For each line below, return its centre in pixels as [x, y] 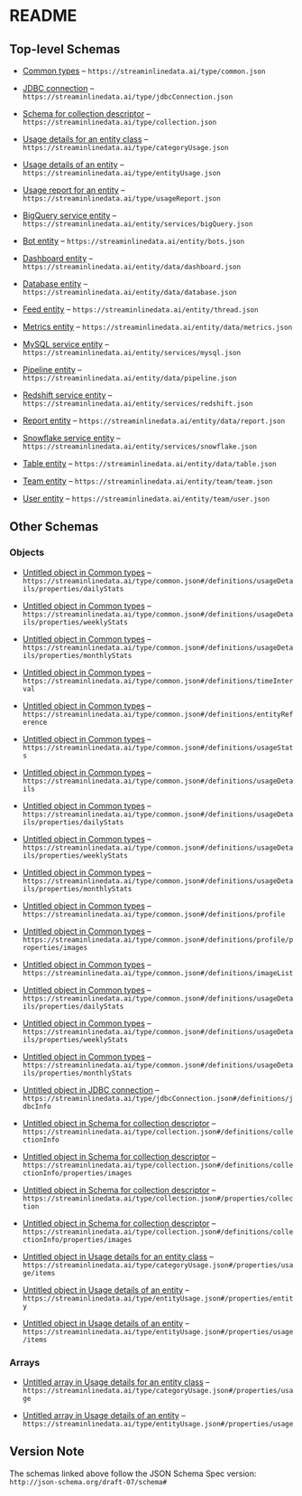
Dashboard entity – [58, 258]
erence [35, 722]
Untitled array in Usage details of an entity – [104, 1415]
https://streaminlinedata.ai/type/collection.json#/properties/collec [158, 1199]
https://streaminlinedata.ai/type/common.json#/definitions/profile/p [158, 940]
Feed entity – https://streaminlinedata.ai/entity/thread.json [140, 309]
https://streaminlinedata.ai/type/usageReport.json [121, 199]
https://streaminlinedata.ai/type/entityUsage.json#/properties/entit [158, 1298]
